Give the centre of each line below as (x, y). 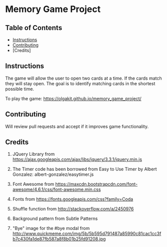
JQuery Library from (34, 154)
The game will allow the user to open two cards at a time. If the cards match (83, 78)
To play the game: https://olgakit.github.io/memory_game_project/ (73, 98)
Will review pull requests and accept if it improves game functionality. (77, 126)
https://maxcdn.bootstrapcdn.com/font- (96, 184)
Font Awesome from (33, 184)
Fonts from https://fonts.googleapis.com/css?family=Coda (73, 199)
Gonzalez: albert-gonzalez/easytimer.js (53, 174)
